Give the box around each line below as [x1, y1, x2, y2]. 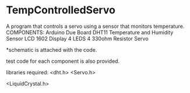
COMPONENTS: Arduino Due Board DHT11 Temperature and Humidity [6, 28, 174, 35]
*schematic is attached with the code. [6, 46, 97, 53]
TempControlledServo [6, 3, 115, 17]
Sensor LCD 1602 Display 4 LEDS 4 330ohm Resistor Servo [6, 35, 149, 42]
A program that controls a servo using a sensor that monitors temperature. [6, 23, 185, 30]
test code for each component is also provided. [6, 58, 120, 65]
